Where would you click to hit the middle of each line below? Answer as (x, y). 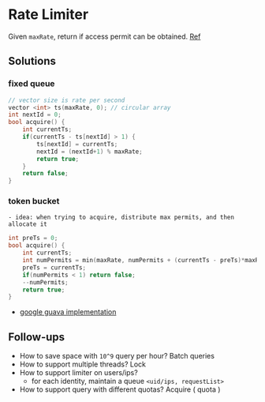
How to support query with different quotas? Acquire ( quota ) (120, 389)
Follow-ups (37, 337)
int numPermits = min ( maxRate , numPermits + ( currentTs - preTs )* (134, 261)
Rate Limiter (49, 15)
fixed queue (32, 84)
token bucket (34, 201)
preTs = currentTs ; (54, 267)
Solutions (32, 61)
